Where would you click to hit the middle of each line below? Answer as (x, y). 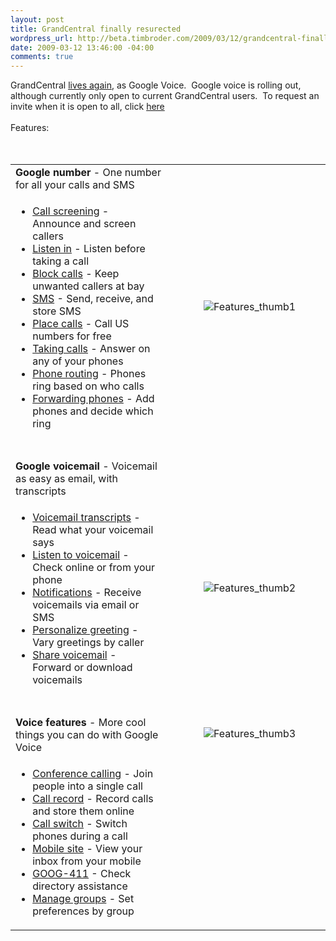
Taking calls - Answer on (91, 349)
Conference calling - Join (93, 774)
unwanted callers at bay (88, 286)
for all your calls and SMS (75, 185)
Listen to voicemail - (81, 555)
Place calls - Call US (81, 324)
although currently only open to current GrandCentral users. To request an (165, 96)
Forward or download (82, 668)
